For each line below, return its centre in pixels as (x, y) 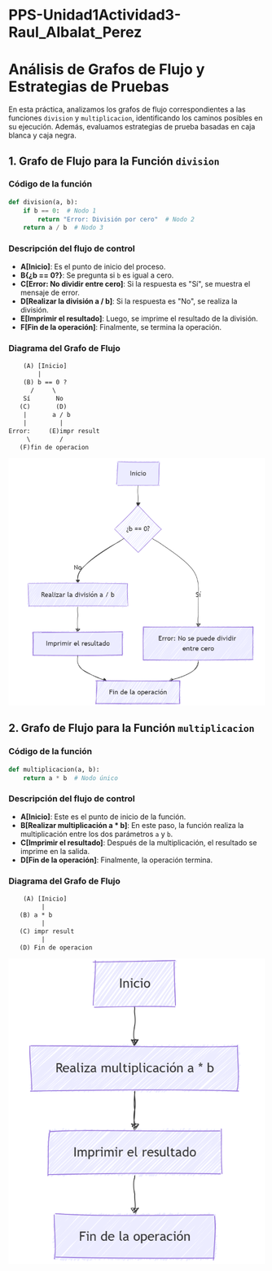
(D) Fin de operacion (56, 948)
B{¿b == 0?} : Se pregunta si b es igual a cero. (97, 275)
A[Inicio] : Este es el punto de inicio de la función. (103, 817)
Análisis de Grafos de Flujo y (107, 70)
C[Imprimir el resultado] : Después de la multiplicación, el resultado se (138, 842)
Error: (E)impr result (54, 431)
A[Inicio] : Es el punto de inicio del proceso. (93, 266)
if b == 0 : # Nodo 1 (59, 210)
